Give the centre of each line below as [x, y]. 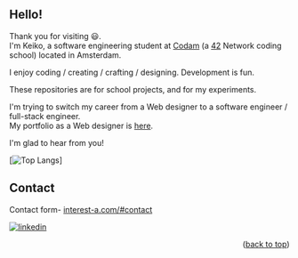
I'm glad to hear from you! [57, 142]
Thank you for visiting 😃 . [56, 36]
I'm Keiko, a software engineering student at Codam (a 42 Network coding [145, 45]
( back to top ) [266, 244]
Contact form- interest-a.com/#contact [81, 209]
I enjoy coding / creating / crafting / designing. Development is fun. [132, 72]
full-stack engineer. [45, 116]
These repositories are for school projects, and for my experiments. [133, 89]
